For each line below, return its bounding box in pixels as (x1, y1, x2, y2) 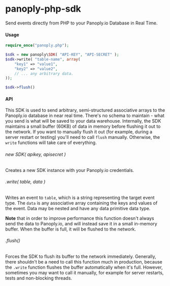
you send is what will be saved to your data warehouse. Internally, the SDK (5, 118, 161, 124)
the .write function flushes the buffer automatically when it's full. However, (5, 264, 163, 270)
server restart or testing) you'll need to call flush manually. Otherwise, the (5, 134, 160, 140)
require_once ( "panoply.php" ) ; (5, 43, 70, 48)
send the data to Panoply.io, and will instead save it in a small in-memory (5, 220, 157, 226)
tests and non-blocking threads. (5, 275, 73, 281)
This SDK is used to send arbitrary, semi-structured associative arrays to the (5, 107, 165, 113)
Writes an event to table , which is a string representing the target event (5, 194, 155, 201)
